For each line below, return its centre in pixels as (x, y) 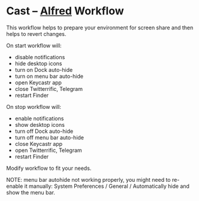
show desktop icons (40, 124)
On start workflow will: (34, 45)
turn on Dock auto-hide (44, 69)
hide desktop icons (38, 63)
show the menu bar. (31, 192)
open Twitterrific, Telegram (48, 150)
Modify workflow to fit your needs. (49, 168)
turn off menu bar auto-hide (49, 137)
